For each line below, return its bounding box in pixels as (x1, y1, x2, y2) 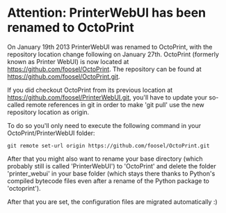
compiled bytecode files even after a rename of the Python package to (7, 176, 210, 185)
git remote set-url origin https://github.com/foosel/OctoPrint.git (7, 142, 210, 149)
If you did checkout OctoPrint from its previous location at (7, 86, 173, 94)
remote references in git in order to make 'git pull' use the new (26, 100, 204, 109)
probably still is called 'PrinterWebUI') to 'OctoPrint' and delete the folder (7, 161, 217, 170)
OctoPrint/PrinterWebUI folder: (7, 129, 95, 137)
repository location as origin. (7, 108, 90, 116)
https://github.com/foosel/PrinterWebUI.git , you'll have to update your (7, 93, 207, 102)
